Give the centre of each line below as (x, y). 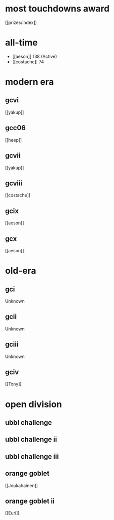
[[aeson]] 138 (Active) (34, 56)
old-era (21, 271)
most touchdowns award (57, 9)
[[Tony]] (13, 384)
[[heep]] (14, 140)
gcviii (14, 183)
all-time (22, 43)
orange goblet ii (30, 501)
